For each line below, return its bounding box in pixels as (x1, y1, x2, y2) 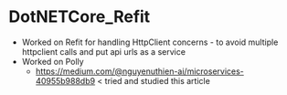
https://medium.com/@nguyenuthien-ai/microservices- (35, 66, 244, 77)
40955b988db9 (35, 75, 96, 86)
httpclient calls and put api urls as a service (21, 46, 186, 57)
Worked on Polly (21, 56, 84, 67)
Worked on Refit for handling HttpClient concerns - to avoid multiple (21, 37, 279, 47)
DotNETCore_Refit (8, 6, 151, 27)
